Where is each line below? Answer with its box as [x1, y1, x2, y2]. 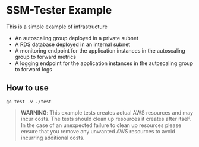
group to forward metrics [14, 53, 76, 60]
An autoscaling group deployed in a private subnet [14, 34, 138, 41]
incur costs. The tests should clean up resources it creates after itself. [20, 115, 192, 122]
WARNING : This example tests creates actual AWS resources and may [20, 109, 194, 116]
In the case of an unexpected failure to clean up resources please [20, 122, 182, 129]
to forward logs [14, 66, 52, 73]
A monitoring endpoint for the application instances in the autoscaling [14, 47, 185, 54]
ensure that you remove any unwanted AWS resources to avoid [20, 128, 175, 135]
